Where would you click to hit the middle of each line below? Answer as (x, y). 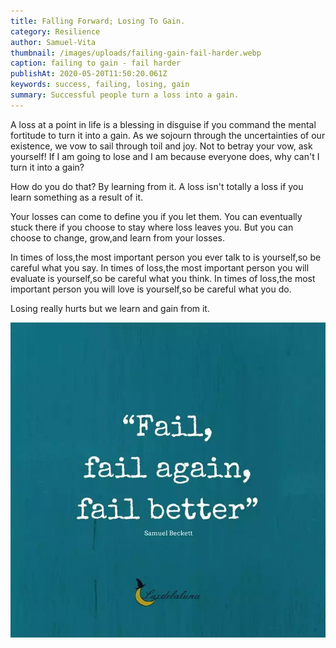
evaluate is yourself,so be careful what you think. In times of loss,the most (163, 278)
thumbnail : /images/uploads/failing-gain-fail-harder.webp (136, 53)
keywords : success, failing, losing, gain (100, 85)
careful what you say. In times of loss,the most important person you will (160, 267)
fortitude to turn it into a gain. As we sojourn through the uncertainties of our (168, 135)
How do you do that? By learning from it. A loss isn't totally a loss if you (157, 186)
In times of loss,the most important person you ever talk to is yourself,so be (166, 257)
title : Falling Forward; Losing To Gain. (98, 21)
